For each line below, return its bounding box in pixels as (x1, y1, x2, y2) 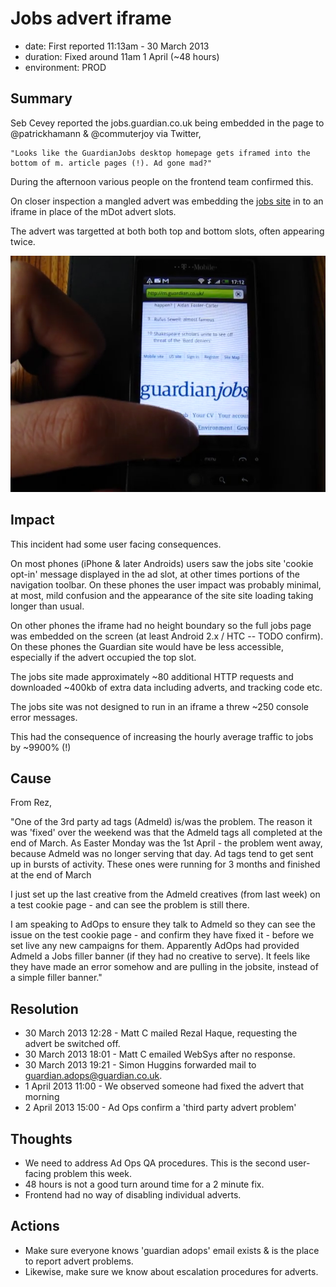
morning (24, 1091, 60, 1103)
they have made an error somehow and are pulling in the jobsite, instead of (10, 961, 319, 973)
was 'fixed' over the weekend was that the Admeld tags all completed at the (10, 827, 323, 839)
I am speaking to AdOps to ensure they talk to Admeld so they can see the (10, 918, 316, 931)
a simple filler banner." (10, 972, 103, 984)
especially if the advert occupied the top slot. (10, 651, 197, 663)
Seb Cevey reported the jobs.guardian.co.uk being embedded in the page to (10, 117, 325, 129)
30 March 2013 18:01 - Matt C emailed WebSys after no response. (24, 1048, 296, 1061)
